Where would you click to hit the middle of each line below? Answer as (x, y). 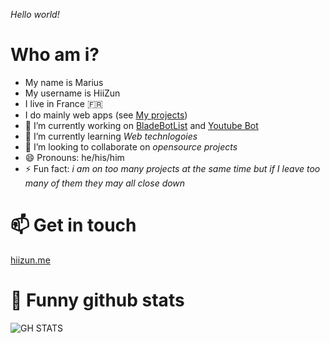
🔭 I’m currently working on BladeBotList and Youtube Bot (141, 125)
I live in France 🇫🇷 (63, 103)
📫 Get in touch (73, 225)
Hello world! (35, 14)
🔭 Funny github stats (97, 300)
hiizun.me (30, 260)
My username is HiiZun (72, 93)
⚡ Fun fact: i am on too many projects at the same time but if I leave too (172, 168)
